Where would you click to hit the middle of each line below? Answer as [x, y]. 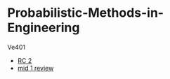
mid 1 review [35, 68]
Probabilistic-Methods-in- [85, 13]
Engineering [44, 28]
